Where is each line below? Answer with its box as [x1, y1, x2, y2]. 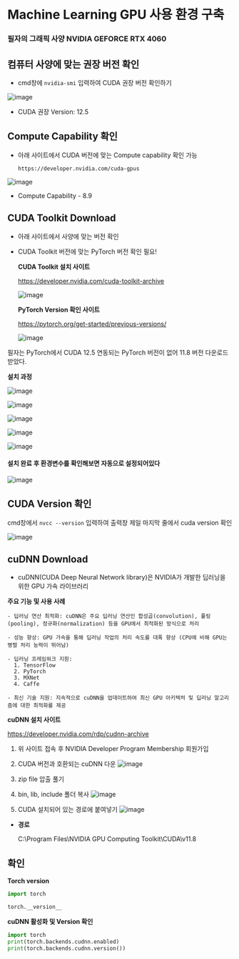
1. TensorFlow [14, 662, 56, 669]
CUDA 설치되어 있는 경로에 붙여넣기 [17, 805, 118, 814]
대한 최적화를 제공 [20, 702, 66, 710]
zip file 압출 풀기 [17, 775, 64, 783]
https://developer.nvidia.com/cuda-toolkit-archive [17, 277, 165, 285]
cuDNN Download [7, 553, 88, 565]
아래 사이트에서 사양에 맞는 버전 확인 [17, 232, 119, 240]
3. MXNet [14, 675, 40, 682]
